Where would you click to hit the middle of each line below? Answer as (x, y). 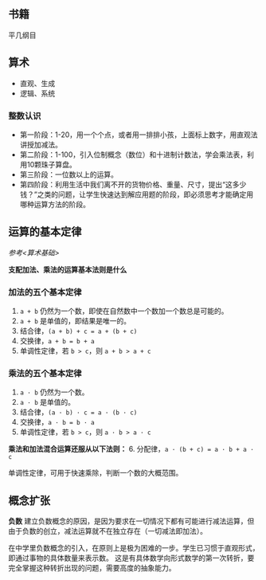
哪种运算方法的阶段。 (55, 204)
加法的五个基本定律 (45, 292)
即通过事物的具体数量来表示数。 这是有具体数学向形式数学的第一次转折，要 (131, 558)
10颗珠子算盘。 (52, 164)
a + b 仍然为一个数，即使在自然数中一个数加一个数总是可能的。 (124, 311)
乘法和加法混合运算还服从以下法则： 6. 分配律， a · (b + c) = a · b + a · (131, 449)
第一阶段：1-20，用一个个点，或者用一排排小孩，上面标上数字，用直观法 (139, 135)
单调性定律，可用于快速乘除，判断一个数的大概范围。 (96, 473)
